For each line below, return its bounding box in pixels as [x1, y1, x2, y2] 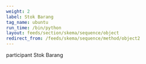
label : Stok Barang [6, 14, 54, 20]
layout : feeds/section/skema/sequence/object [6, 30, 119, 36]
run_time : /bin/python [6, 24, 62, 31]
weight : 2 [6, 8, 30, 15]
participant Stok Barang [6, 52, 63, 58]
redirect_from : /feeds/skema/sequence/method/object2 [6, 35, 141, 41]
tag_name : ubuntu [6, 19, 49, 25]
